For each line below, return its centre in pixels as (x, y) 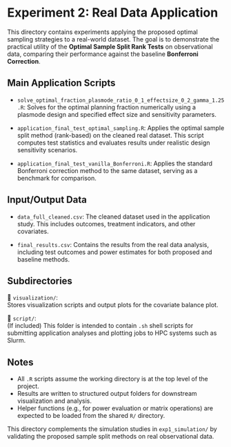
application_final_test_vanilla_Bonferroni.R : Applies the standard (114, 163)
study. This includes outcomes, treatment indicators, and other (106, 223)
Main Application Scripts (61, 83)
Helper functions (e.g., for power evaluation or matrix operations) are (115, 408)
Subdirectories (40, 281)
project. (28, 386)
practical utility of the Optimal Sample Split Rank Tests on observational (110, 46)
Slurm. (17, 340)
